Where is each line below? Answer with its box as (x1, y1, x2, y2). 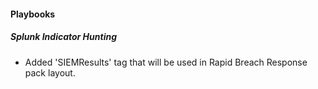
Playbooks (10, 8, 56, 20)
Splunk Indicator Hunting (10, 31, 118, 43)
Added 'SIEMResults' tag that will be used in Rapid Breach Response (24, 56, 308, 68)
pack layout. (24, 66, 76, 79)
